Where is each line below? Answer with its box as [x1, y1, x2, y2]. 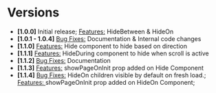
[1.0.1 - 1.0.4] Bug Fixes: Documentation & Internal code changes [17, 34, 202, 42]
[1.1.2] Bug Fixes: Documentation [17, 56, 111, 64]
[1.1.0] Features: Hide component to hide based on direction [17, 42, 188, 50]
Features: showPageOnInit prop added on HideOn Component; [17, 78, 195, 86]
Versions [7, 5, 60, 21]
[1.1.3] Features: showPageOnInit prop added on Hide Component [17, 64, 204, 72]
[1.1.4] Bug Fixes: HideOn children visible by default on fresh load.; [17, 70, 206, 79]
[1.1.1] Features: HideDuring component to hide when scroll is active [17, 49, 209, 57]
